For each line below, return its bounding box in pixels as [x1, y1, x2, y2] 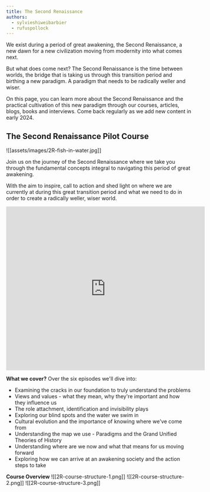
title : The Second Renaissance [6, 8, 83, 15]
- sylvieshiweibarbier [11, 19, 67, 25]
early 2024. [6, 114, 34, 121]
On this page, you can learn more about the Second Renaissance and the [6, 95, 184, 103]
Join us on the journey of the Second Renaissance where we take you [6, 159, 175, 166]
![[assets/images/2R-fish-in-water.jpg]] [6, 147, 102, 154]
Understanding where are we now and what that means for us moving [14, 443, 184, 450]
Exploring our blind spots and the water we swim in [14, 412, 139, 419]
